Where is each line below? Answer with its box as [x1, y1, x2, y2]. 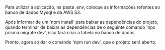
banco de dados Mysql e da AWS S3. [5, 9, 81, 15]
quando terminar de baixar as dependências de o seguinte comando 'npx [5, 24, 156, 30]
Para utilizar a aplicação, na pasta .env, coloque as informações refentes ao [5, 4, 161, 10]
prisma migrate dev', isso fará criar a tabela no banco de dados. [5, 30, 136, 35]
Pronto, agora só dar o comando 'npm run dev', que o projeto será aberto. [5, 39, 157, 45]
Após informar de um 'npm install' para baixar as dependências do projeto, [5, 19, 159, 25]
